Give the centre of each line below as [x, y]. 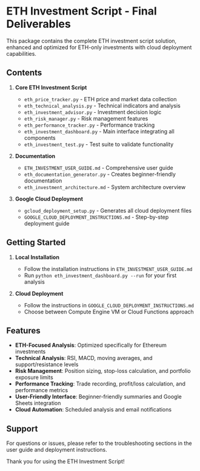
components [40, 138]
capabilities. [21, 53]
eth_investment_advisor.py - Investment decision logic [93, 112]
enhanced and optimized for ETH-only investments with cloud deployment [99, 47]
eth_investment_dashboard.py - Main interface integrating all [99, 131]
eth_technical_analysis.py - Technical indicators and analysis [102, 105]
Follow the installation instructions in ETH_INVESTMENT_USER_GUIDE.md [108, 269]
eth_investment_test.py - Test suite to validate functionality [99, 144]
